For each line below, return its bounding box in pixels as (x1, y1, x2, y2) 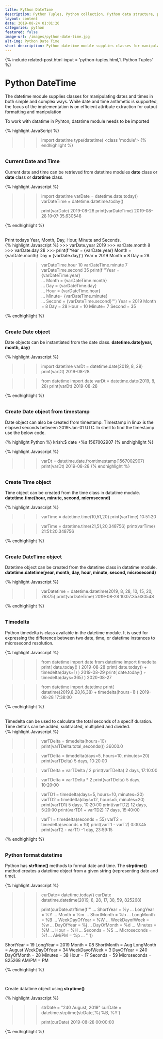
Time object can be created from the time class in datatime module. (5, 490, 141, 495)
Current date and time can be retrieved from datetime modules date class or (5, 169, 158, 175)
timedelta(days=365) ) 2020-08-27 (41, 674, 112, 680)
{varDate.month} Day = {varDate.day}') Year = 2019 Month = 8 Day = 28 (5, 252, 149, 258)
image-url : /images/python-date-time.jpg (5, 35, 90, 39)
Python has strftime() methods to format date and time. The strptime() (5, 863, 147, 869)
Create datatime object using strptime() (5, 986, 85, 991)
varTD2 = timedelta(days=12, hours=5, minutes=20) (41, 796, 145, 802)
